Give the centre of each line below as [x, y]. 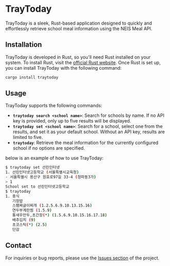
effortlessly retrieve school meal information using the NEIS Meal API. [79, 28]
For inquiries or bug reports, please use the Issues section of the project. [82, 258]
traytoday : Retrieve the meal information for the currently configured [86, 143]
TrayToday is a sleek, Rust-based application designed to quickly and [79, 23]
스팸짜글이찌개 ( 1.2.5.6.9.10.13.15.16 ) [52, 206]
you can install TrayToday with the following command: [63, 68]
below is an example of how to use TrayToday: [54, 158]
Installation [24, 45]
